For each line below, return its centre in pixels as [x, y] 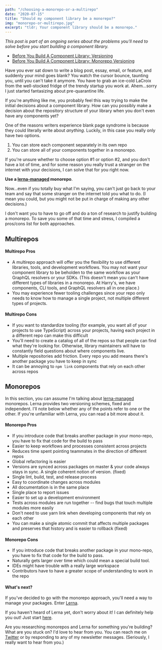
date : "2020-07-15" [25, 14]
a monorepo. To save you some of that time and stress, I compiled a [73, 219]
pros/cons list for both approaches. [40, 224]
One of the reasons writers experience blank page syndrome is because [77, 125]
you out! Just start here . [29, 618]
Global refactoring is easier [39, 461]
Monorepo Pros [21, 425]
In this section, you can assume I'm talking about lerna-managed [70, 398]
